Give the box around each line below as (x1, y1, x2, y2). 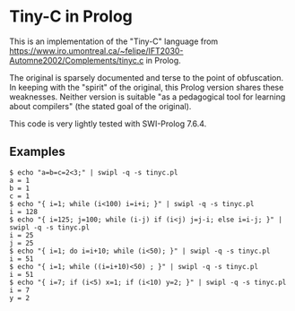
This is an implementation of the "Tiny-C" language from (9, 36, 219, 47)
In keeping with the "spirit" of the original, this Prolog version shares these (9, 82, 284, 92)
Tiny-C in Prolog (9, 6, 133, 27)
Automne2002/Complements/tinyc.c (9, 55, 144, 65)
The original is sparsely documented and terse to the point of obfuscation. (9, 72, 284, 82)
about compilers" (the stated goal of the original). (9, 100, 192, 111)
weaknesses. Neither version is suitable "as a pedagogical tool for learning (9, 91, 286, 102)
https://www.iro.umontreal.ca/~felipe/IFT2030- (9, 45, 184, 56)
